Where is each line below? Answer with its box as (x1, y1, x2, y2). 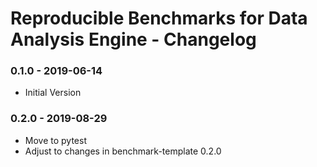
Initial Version (24, 87, 82, 99)
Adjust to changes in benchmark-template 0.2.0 (24, 145, 222, 157)
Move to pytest (24, 134, 87, 146)
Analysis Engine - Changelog (10, 28, 257, 51)
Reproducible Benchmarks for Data (10, 7, 308, 30)
